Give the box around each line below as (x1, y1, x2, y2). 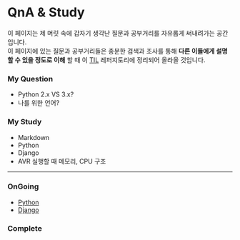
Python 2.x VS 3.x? (17, 90, 74, 99)
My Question (7, 74, 54, 84)
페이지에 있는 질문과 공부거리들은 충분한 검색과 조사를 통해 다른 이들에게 (14, 46, 215, 55)
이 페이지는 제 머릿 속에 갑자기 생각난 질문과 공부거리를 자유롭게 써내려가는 (7, 29, 216, 37)
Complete (7, 223, 43, 233)
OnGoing (7, 181, 39, 191)
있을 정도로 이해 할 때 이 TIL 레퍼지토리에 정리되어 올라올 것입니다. (21, 55, 206, 64)
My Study (7, 117, 42, 127)
